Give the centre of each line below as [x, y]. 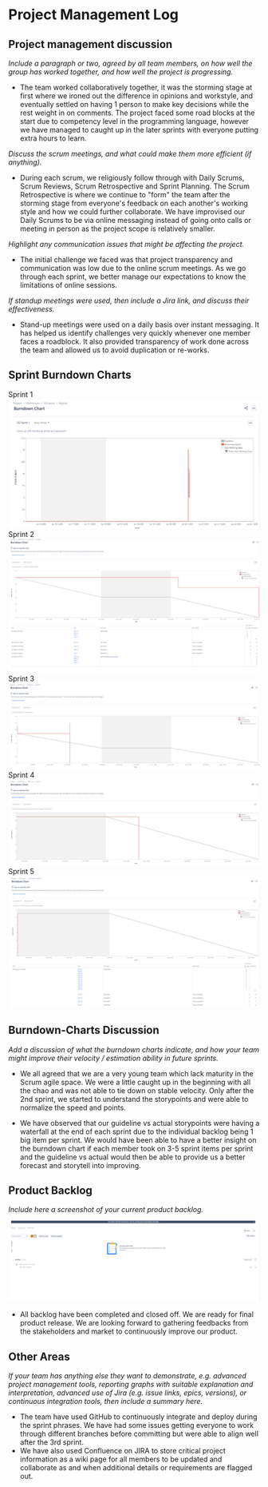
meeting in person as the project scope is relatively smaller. [117, 229]
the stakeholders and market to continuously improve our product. [128, 1331]
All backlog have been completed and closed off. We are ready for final [136, 1314]
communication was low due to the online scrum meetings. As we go [133, 268]
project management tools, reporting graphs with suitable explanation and [131, 1385]
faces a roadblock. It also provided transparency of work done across [134, 342]
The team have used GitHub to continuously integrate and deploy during [138, 1417]
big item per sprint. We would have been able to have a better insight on [138, 1139]
